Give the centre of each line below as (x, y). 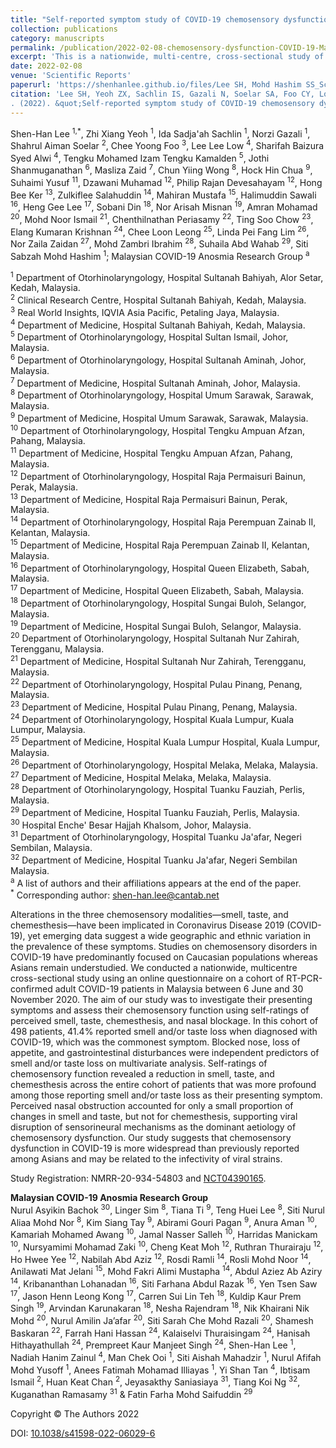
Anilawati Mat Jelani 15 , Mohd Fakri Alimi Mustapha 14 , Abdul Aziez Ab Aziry (166, 1270)
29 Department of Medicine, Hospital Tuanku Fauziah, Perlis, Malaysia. (155, 811)
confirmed (31, 989)
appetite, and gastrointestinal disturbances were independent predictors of (165, 1053)
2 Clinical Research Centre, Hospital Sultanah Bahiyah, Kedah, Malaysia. (158, 299)
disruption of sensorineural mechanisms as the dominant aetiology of (153, 1127)
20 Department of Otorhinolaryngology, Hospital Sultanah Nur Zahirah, (155, 637)
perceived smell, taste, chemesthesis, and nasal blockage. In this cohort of (164, 1021)
